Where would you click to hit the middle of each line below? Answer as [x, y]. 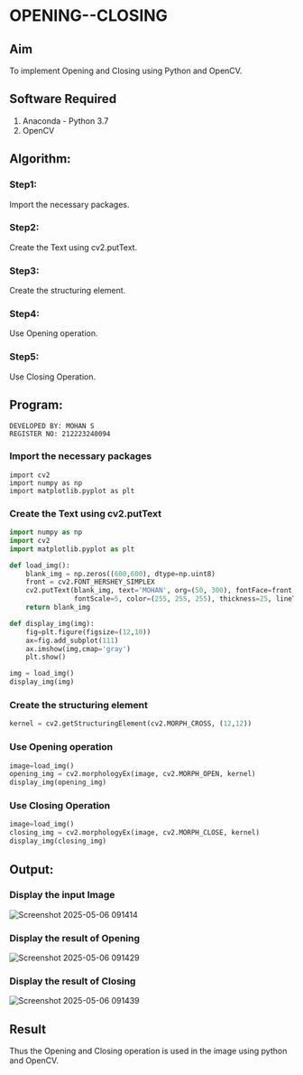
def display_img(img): [52, 623]
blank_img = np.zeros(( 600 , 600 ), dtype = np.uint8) [121, 574]
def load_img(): [40, 566]
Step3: [24, 270]
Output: [32, 869]
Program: [36, 405]
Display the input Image [62, 895]
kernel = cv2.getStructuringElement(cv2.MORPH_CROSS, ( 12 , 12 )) [131, 724]
